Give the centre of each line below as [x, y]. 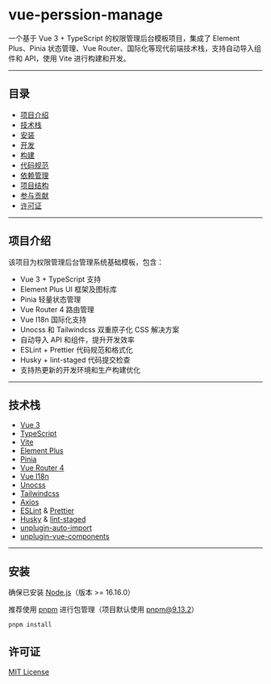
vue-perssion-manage [86, 15]
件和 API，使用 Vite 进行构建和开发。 [69, 58]
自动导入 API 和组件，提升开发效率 [77, 340]
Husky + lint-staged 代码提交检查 [75, 360]
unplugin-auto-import [56, 528]
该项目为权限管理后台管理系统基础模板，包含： [86, 262]
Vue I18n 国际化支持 [53, 319]
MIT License [29, 672]
